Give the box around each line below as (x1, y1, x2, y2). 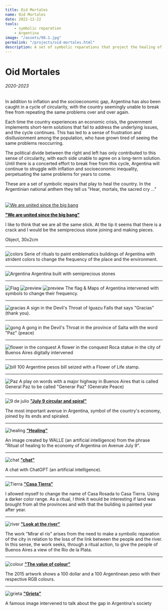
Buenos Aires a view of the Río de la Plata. (5, 547, 92, 553)
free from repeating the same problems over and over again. (5, 109, 130, 115)
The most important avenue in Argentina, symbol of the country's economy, (5, 408, 161, 414)
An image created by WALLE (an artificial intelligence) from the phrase (5, 437, 150, 443)
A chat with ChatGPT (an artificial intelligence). (5, 467, 101, 473)
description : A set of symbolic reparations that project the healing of (5, 45, 162, 50)
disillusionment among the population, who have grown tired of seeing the (5, 135, 158, 141)
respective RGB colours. (5, 576, 55, 582)
